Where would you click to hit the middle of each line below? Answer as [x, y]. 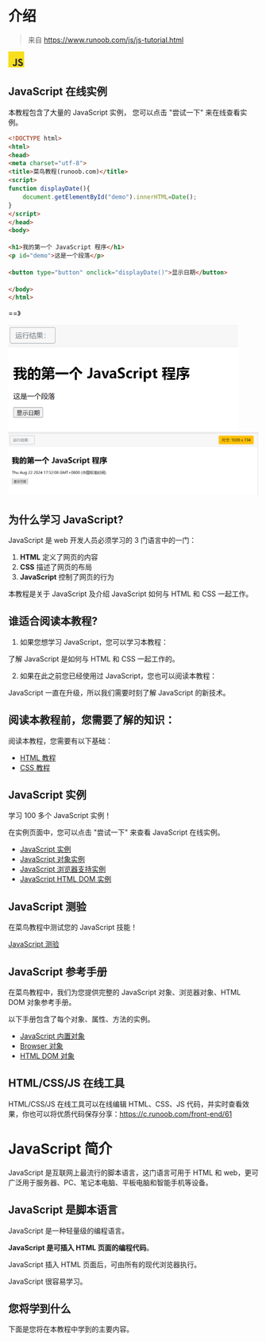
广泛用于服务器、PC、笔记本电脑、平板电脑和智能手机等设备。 [110, 1182]
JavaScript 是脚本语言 [63, 1210]
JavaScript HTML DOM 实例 [66, 879]
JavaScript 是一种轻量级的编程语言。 [69, 1231]
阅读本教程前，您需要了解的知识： [92, 720]
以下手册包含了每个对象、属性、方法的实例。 [81, 1019]
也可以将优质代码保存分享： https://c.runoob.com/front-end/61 [131, 1114]
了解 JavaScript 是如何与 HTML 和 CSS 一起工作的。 [94, 659]
